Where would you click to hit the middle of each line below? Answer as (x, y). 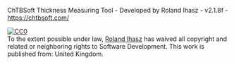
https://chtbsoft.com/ (38, 18)
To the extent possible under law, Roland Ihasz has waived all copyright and (117, 39)
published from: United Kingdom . (55, 54)
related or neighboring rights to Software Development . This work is (106, 46)
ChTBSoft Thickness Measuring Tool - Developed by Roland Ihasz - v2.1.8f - (118, 10)
